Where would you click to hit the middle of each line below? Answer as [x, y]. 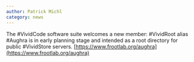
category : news [25, 17]
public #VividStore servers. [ [41, 46]
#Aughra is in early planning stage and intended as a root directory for [92, 40]
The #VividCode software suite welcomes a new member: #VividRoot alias [97, 34]
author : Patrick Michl [34, 12]
